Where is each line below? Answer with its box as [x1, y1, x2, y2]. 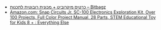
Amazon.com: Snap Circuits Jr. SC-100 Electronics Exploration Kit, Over [9, 9, 156, 15]
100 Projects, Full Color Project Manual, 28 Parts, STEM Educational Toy [9, 15, 156, 20]
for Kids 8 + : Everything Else [9, 19, 69, 25]
